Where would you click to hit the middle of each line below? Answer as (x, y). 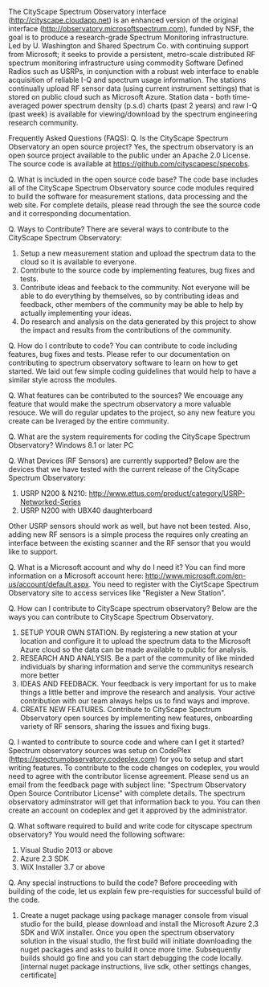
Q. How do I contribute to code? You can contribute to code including (123, 346)
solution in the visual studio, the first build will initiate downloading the (136, 941)
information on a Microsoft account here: (76, 575)
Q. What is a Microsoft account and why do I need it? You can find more (127, 567)
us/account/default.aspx (49, 584)
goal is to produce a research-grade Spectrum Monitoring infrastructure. (128, 37)
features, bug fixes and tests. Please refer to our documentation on (119, 354)
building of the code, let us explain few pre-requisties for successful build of (134, 891)
